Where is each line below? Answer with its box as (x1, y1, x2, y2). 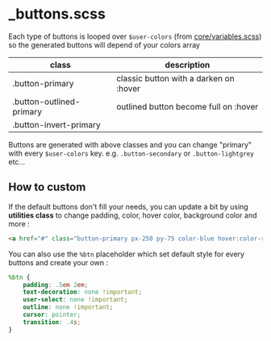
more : (8, 218, 30, 228)
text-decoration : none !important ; (23, 288, 143, 297)
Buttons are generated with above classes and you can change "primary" (8, 139, 252, 149)
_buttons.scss (8, 5, 106, 23)
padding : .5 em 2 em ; (23, 281, 89, 289)
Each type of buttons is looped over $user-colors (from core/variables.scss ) (8, 31, 262, 41)
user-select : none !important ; (23, 296, 128, 304)
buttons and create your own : (8, 257, 109, 267)
